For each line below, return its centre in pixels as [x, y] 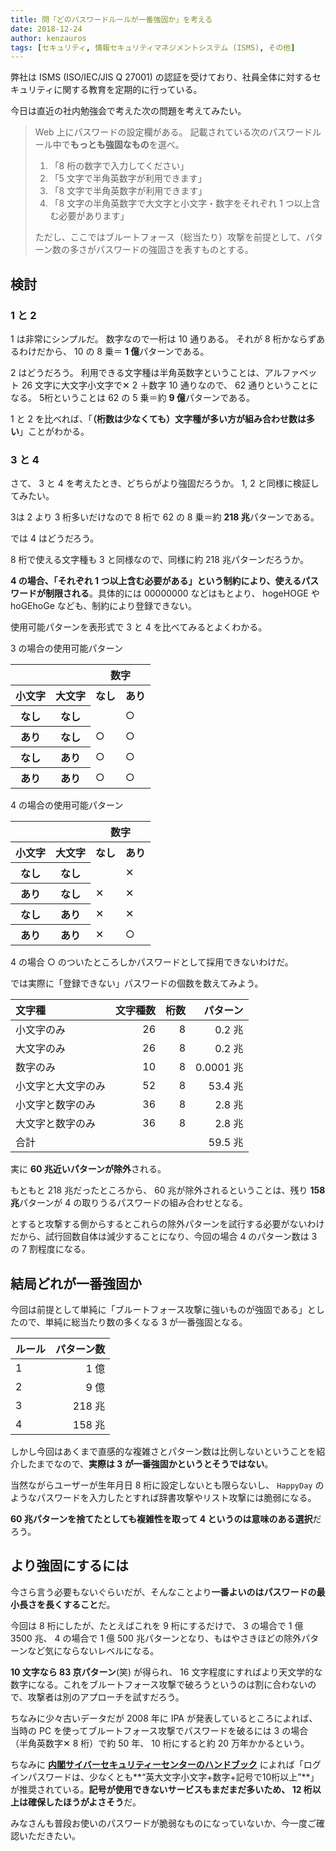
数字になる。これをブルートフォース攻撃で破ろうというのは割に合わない [159, 1684]
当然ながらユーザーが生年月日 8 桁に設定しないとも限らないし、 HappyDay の [167, 1485]
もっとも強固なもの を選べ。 [127, 145]
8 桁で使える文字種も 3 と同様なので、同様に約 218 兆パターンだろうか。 [160, 560]
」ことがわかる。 [54, 431]
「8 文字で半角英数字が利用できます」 [128, 191]
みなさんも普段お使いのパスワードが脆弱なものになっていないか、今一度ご [163, 1823]
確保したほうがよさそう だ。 [84, 1802]
